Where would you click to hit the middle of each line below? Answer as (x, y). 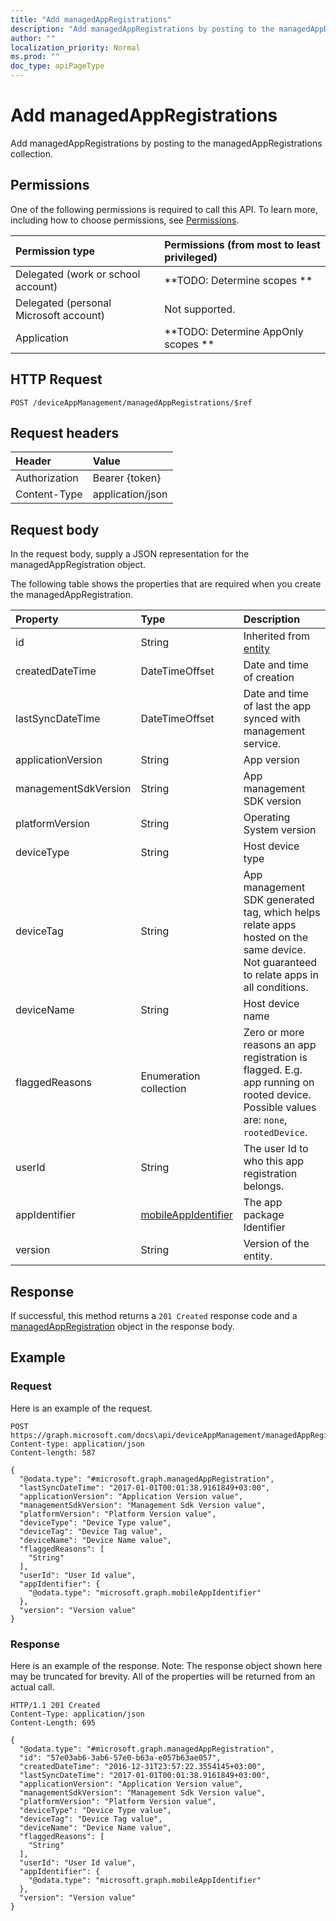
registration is (275, 1058)
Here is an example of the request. (81, 1408)
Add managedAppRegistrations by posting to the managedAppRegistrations (166, 143)
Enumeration (170, 1076)
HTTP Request (56, 379)
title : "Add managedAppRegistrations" (91, 19)
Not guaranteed (280, 963)
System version (280, 830)
